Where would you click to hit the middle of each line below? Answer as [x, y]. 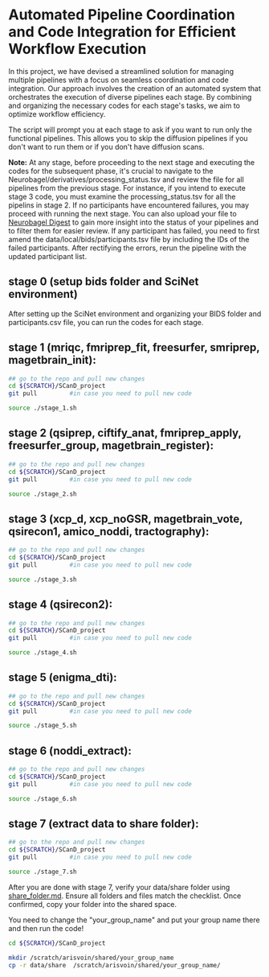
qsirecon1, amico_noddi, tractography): [109, 532]
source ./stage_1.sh [43, 408]
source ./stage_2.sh [43, 494]
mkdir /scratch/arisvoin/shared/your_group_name [91, 958]
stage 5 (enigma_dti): [63, 678]
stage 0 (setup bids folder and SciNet [104, 282]
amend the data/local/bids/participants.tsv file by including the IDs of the [129, 239]
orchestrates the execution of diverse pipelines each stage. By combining [130, 97]
